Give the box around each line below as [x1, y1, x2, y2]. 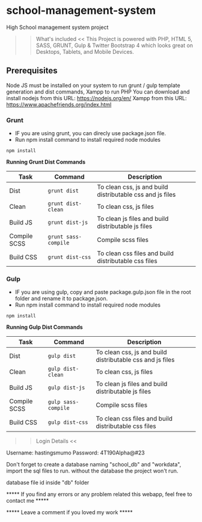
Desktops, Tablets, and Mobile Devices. [35, 48, 134, 55]
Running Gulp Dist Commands [6, 323, 83, 331]
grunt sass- [47, 234, 82, 240]
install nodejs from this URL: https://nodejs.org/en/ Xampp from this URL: [6, 94, 188, 101]
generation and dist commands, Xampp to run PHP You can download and [6, 88, 190, 95]
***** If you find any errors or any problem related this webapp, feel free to [6, 491, 192, 498]
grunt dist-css [47, 254, 91, 261]
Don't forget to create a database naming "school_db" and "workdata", [6, 461, 182, 468]
